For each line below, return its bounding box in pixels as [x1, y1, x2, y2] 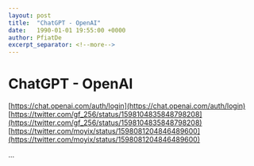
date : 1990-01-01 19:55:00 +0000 [8, 26, 126, 34]
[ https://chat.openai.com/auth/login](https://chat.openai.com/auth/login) [8, 101, 246, 111]
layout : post [8, 11, 52, 20]
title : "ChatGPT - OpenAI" [8, 19, 102, 27]
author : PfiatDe [8, 33, 62, 42]
